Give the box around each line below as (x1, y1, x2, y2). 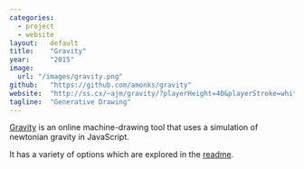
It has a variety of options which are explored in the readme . (9, 149, 234, 160)
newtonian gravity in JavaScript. (9, 132, 129, 143)
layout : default (9, 38, 79, 48)
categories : (9, 13, 54, 23)
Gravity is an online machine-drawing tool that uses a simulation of (9, 122, 259, 133)
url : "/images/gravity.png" (17, 72, 124, 81)
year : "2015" (9, 55, 75, 64)
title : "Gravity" (9, 47, 88, 56)
